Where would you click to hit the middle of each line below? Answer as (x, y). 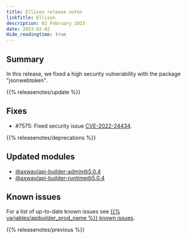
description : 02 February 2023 (46, 23)
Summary (25, 59)
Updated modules (41, 157)
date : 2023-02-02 (28, 29)
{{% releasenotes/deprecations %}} (51, 137)
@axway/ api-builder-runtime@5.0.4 (60, 178)
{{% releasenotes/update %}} (43, 92)
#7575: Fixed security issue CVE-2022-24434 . (73, 126)
